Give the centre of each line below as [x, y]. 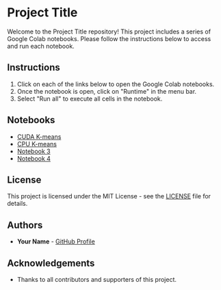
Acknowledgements [51, 263]
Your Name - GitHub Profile [56, 241]
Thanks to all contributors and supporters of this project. [96, 279]
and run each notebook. [41, 46]
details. [17, 204]
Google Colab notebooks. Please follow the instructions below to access [109, 38]
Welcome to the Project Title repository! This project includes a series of [109, 31]
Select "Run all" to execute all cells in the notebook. [90, 98]
